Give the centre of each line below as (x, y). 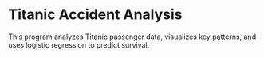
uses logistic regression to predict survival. (79, 44)
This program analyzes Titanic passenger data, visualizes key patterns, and (132, 37)
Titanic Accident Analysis (95, 15)
